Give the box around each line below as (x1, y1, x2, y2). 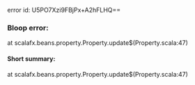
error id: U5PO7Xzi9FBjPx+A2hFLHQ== (7, 6, 121, 14)
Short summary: (7, 55, 56, 63)
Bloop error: (7, 23, 49, 32)
